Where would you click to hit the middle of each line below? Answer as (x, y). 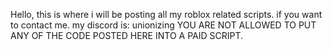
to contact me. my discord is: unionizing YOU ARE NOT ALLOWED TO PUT (163, 25)
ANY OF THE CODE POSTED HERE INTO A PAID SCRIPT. (127, 35)
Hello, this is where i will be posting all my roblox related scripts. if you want (166, 14)
